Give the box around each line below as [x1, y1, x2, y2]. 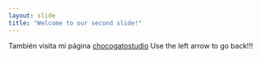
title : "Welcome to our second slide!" [8, 19, 143, 27]
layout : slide [8, 11, 56, 20]
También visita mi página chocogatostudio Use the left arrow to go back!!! [8, 41, 254, 50]
